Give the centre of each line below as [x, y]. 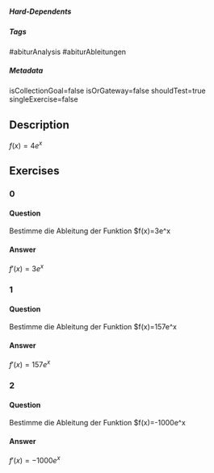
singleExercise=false [44, 99]
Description [39, 125]
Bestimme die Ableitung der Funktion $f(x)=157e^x [93, 327]
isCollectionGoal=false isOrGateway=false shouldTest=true [107, 91]
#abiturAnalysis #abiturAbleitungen [68, 52]
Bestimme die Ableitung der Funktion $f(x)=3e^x [90, 231]
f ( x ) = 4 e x [26, 145]
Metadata [26, 70]
